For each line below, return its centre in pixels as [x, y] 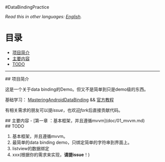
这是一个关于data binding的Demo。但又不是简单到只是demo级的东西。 [77, 89]
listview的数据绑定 [31, 148]
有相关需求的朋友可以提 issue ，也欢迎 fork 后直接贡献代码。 [64, 110]
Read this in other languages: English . [43, 16]
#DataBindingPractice [27, 7]
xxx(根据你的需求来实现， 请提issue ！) [51, 155]
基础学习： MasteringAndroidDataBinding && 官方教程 [60, 100]
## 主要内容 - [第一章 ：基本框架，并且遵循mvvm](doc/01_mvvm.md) [75, 120]
